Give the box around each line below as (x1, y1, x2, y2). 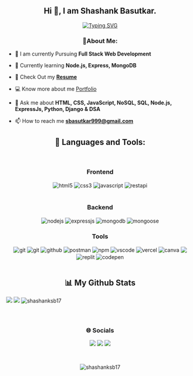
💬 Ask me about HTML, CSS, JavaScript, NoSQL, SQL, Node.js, (14, 99, 172, 106)
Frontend (86, 168, 114, 176)
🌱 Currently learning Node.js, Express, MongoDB (14, 62, 137, 69)
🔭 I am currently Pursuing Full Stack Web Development (14, 50, 151, 57)
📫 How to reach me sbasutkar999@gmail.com (14, 118, 134, 125)
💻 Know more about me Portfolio (14, 85, 97, 93)
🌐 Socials (86, 326, 114, 334)
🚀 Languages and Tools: (54, 137, 146, 147)
